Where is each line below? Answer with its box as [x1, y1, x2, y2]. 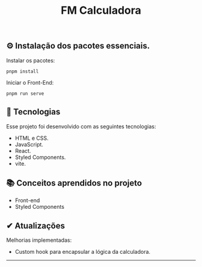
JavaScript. [14, 140, 44, 148]
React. [14, 147, 31, 154]
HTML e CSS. [14, 134, 49, 142]
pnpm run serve [6, 91, 44, 97]
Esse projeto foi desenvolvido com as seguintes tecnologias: [6, 122, 156, 130]
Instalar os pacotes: [6, 56, 55, 64]
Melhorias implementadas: [6, 236, 72, 244]
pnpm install [6, 68, 39, 74]
